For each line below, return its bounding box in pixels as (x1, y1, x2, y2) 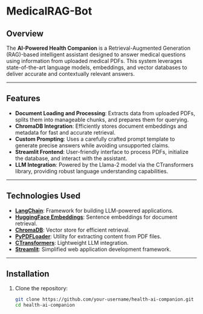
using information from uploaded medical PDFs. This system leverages (6, 58, 182, 64)
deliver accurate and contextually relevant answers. (6, 70, 135, 77)
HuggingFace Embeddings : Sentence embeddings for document (14, 213, 178, 221)
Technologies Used (6, 191, 80, 201)
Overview (6, 28, 44, 39)
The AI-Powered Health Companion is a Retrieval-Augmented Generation (6, 44, 191, 52)
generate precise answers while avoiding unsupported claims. (14, 141, 170, 149)
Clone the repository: (14, 285, 68, 292)
